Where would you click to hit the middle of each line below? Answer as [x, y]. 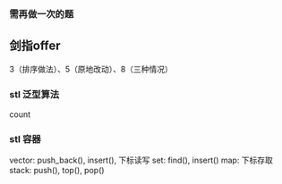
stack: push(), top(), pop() [57, 171]
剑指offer [35, 46]
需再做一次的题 [42, 13]
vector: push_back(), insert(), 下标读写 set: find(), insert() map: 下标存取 [141, 160]
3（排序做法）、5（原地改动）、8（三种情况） [91, 69]
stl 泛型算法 [34, 94]
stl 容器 [26, 138]
